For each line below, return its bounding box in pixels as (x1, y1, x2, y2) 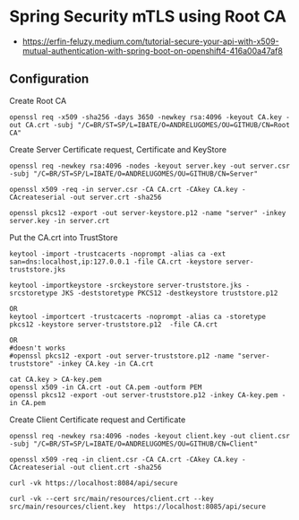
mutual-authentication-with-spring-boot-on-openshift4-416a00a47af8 (21, 45, 284, 56)
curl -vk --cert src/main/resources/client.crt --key (9, 494, 215, 503)
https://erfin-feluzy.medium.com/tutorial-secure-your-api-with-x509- (21, 36, 279, 47)
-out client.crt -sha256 (69, 463, 163, 472)
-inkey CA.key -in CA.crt (56, 359, 154, 368)
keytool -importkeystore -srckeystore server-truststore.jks (9, 281, 243, 290)
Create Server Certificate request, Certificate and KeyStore (9, 143, 226, 154)
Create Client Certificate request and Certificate (9, 414, 186, 425)
